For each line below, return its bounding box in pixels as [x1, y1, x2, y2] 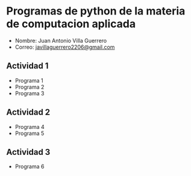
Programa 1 [14, 77, 43, 84]
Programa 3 [14, 89, 45, 97]
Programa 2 [14, 83, 45, 90]
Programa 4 [14, 123, 45, 130]
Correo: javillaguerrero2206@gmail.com [14, 43, 115, 51]
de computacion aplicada [6, 17, 136, 31]
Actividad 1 [6, 61, 49, 71]
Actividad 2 [6, 107, 51, 118]
